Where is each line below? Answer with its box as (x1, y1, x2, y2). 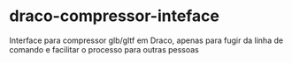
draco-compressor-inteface (9, 6, 219, 26)
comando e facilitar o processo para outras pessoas (9, 44, 199, 54)
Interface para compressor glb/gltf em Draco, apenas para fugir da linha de (9, 35, 284, 45)
